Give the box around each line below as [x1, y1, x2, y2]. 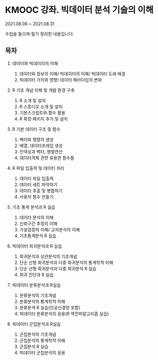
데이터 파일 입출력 [19, 175, 54, 181]
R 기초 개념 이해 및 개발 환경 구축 [12, 87, 75, 93]
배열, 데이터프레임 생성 [19, 142, 63, 149]
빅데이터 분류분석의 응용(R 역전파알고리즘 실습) [19, 310, 109, 317]
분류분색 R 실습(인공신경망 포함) [19, 304, 80, 310]
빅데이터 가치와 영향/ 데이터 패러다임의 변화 [19, 76, 102, 83]
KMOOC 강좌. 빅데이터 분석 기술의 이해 [5, 4, 154, 16]
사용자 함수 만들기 [19, 193, 54, 200]
